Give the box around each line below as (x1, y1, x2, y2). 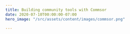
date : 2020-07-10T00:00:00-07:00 (5, 12, 77, 17)
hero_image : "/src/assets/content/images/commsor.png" (5, 16, 125, 21)
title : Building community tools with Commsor (5, 7, 107, 12)
